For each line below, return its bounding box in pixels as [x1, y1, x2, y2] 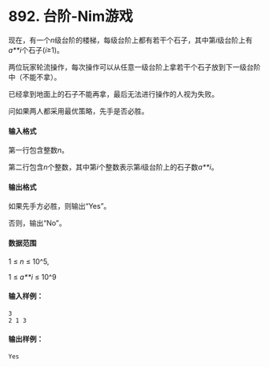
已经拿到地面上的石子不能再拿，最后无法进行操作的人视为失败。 [8, 89, 219, 98]
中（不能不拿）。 [8, 72, 62, 82]
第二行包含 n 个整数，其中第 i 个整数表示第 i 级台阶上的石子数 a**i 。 [8, 162, 219, 172]
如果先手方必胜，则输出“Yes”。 [8, 201, 111, 211]
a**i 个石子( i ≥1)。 [8, 45, 64, 54]
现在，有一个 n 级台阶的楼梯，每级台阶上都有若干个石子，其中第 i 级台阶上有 [8, 35, 253, 45]
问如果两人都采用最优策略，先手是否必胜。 [8, 106, 149, 116]
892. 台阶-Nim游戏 [8, 7, 134, 26]
